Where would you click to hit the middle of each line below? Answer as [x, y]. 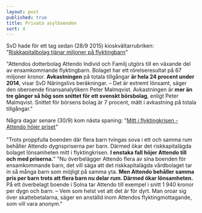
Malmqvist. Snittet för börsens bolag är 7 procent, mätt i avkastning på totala [101, 103]
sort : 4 [16, 29]
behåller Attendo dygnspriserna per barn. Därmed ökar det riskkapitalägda [99, 146]
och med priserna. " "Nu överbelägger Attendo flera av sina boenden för [96, 159]
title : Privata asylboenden [42, 23]
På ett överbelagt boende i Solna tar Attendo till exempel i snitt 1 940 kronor [100, 185]
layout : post [23, 12]
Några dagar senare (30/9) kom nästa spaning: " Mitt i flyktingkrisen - [92, 121]
